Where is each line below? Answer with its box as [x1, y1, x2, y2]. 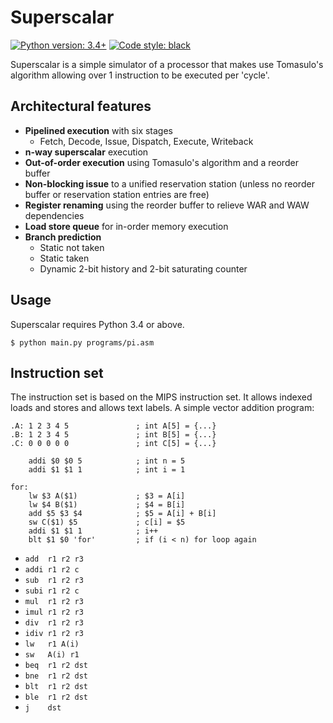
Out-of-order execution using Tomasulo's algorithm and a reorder [24, 156, 299, 168]
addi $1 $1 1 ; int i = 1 [28, 465, 186, 475]
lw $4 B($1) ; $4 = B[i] [28, 500, 186, 510]
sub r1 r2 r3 [24, 576, 84, 586]
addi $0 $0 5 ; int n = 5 [28, 456, 186, 466]
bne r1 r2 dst [24, 671, 89, 681]
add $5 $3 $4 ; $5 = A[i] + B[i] [28, 509, 217, 519]
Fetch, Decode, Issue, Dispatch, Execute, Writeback [39, 135, 254, 147]
